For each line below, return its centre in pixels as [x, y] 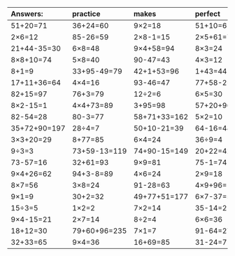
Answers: [27, 14]
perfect [207, 14]
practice [86, 14]
